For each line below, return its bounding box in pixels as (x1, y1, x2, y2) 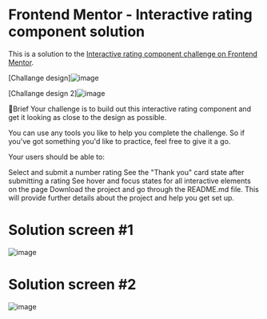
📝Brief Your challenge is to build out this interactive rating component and (8, 104, 252, 114)
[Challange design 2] (8, 88, 78, 98)
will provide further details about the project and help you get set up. (8, 193, 234, 202)
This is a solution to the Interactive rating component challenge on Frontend (8, 49, 258, 58)
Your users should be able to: (8, 152, 106, 161)
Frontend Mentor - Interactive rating (8, 6, 253, 24)
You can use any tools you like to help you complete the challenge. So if (8, 128, 245, 138)
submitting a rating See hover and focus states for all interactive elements (8, 176, 252, 185)
